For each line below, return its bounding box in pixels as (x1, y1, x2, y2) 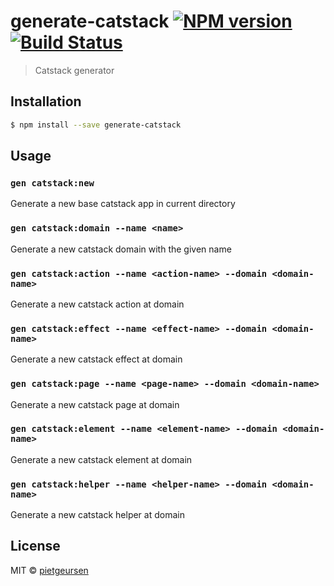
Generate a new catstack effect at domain (10, 353, 183, 365)
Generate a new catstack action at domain (10, 298, 185, 310)
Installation (10, 93, 82, 110)
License (10, 538, 61, 555)
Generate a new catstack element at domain (10, 453, 193, 465)
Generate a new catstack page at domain (10, 398, 180, 410)
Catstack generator (34, 64, 115, 76)
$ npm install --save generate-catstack (10, 120, 182, 130)
